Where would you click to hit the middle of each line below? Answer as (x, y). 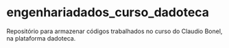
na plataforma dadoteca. (41, 38)
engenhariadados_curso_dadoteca (108, 13)
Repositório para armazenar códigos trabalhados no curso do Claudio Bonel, (114, 31)
